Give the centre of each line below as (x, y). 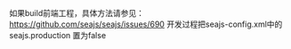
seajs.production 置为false (58, 35)
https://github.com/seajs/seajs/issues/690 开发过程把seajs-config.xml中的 (146, 24)
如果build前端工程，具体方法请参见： (77, 13)
